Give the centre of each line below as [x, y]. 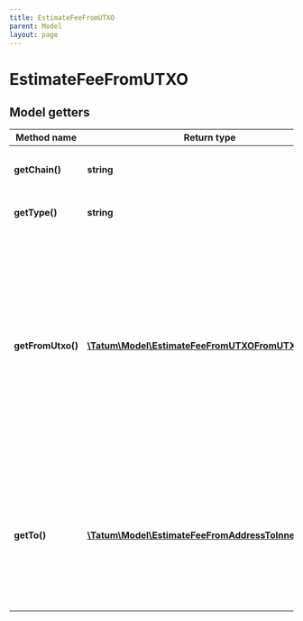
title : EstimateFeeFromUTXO [62, 18]
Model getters [50, 112]
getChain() [37, 170]
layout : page [34, 34]
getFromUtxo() [46, 346]
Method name [46, 138]
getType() [36, 213]
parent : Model [36, 26]
